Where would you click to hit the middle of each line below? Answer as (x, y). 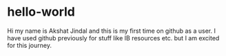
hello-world (41, 12)
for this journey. (29, 45)
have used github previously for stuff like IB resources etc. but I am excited (113, 38)
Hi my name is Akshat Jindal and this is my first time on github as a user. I (111, 31)
